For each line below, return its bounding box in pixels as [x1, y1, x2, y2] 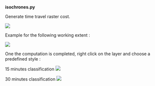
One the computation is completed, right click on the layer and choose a [5, 51, 151, 57]
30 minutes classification [5, 76, 56, 82]
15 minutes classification [5, 66, 55, 72]
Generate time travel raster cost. [5, 14, 70, 19]
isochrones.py [5, 4, 35, 10]
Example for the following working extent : [5, 32, 90, 38]
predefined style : [5, 56, 41, 62]
